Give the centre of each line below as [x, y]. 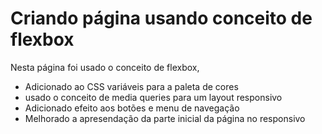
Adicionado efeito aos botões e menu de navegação [132, 108]
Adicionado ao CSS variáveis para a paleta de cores [131, 86]
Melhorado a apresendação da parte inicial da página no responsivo [165, 118]
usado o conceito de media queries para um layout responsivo [153, 97]
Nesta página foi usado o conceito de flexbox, [105, 67]
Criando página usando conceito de [161, 18]
